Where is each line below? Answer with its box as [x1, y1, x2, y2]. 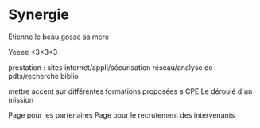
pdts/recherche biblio [8, 71, 79, 80]
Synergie [8, 6, 69, 24]
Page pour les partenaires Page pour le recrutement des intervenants [8, 110, 235, 120]
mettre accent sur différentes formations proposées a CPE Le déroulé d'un [8, 86, 253, 96]
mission [8, 95, 34, 104]
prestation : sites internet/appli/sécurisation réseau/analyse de [8, 62, 213, 72]
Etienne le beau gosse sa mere [8, 32, 110, 41]
